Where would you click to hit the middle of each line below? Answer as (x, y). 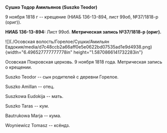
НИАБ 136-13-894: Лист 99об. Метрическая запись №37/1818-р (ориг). (83, 32)
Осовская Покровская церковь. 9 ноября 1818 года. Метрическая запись (84, 62)
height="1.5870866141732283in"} (108, 52)
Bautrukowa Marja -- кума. (33, 115)
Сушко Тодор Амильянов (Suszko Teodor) (51, 7)
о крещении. (19, 67)
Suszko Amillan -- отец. (30, 86)
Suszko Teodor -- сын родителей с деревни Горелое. (62, 77)
